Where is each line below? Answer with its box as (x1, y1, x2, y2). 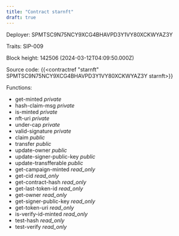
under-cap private (14, 121, 60, 128)
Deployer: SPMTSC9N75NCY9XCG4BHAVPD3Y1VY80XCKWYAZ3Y (6, 31, 173, 38)
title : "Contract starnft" (6, 8, 74, 15)
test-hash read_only (14, 217, 65, 224)
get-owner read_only (14, 191, 67, 198)
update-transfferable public (14, 159, 83, 166)
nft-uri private (14, 115, 50, 122)
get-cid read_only (14, 172, 59, 179)
